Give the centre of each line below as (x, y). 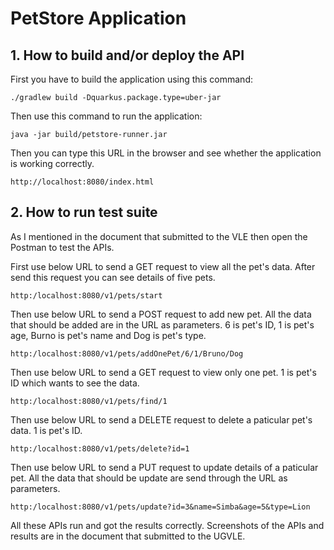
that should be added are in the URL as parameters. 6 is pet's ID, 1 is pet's (162, 324)
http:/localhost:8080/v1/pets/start (86, 295)
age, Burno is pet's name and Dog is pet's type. (108, 335)
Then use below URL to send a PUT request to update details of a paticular (164, 467)
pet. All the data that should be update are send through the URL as (149, 478)
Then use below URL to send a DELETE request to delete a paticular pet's (161, 419)
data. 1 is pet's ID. (46, 430)
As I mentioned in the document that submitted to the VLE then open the (159, 236)
